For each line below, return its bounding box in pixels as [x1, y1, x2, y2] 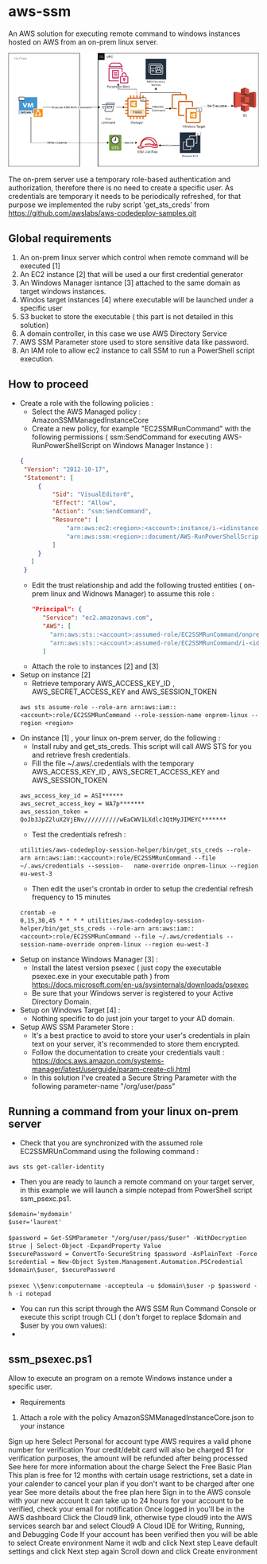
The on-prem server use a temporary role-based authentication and [8, 174, 231, 185]
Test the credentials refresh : [31, 830, 126, 840]
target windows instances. [19, 287, 106, 296]
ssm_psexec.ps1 [8, 1352, 93, 1366]
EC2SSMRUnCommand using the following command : [19, 1147, 199, 1156]
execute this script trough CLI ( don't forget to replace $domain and [19, 1312, 242, 1322]
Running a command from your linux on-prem [8, 1105, 238, 1118]
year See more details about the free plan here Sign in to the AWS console [8, 1488, 252, 1497]
